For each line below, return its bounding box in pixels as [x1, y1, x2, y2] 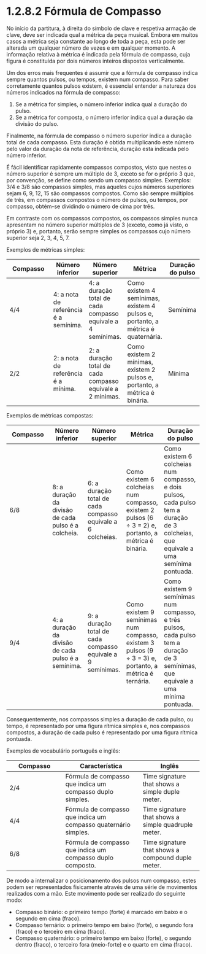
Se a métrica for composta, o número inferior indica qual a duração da [15, 114, 193, 121]
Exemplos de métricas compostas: [6, 411, 94, 419]
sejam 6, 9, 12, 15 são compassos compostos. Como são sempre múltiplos [6, 189, 194, 197]
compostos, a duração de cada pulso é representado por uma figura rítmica [6, 729, 198, 736]
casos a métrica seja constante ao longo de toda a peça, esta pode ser [6, 37, 186, 45]
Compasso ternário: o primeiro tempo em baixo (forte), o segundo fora [15, 921, 194, 928]
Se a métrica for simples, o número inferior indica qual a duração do [15, 100, 188, 108]
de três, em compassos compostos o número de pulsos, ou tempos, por [6, 196, 188, 203]
